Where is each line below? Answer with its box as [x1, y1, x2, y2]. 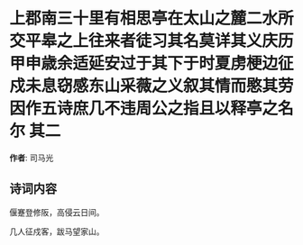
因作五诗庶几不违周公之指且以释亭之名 [9, 98, 295, 119]
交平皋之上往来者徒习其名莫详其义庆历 [9, 31, 295, 51]
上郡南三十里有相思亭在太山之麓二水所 [9, 8, 295, 29]
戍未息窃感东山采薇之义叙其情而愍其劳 [9, 76, 295, 96]
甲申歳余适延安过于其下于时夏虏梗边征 [9, 53, 295, 74]
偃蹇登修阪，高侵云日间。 [9, 206, 105, 217]
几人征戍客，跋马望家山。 [9, 226, 105, 237]
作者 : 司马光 [9, 152, 54, 163]
